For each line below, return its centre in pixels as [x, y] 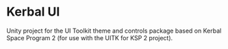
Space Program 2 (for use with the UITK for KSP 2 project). [90, 37]
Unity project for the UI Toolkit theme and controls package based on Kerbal [114, 31]
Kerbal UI [33, 12]
